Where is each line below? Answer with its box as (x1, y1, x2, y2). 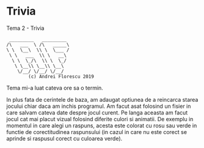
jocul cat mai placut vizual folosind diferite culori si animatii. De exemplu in (6, 115, 194, 122)
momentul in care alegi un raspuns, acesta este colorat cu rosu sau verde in (6, 122, 197, 129)
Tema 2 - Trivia (6, 24, 45, 32)
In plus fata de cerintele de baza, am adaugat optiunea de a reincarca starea (6, 96, 199, 103)
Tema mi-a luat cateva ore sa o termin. (6, 84, 104, 91)
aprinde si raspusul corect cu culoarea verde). (6, 135, 123, 142)
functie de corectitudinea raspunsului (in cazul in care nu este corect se (6, 128, 188, 135)
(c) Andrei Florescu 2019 (28, 73, 95, 80)
